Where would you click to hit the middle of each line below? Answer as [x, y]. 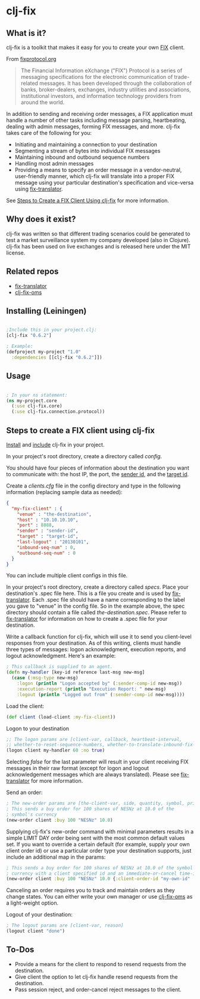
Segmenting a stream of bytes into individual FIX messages [87, 151]
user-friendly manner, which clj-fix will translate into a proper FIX [94, 176]
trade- [182, 77]
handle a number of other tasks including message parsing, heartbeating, [96, 120]
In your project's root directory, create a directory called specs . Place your [97, 587]
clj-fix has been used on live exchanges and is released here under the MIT [99, 246]
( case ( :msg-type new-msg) [45, 678]
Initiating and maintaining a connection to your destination [86, 144]
